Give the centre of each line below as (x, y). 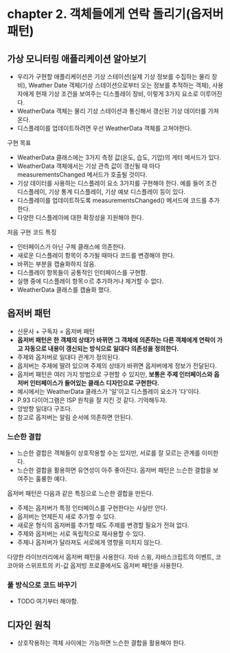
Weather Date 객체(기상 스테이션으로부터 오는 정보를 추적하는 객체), (119, 85)
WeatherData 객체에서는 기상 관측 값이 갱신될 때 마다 (89, 166)
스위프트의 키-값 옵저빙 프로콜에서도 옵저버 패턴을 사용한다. (104, 566)
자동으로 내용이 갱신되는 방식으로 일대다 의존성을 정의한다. (101, 348)
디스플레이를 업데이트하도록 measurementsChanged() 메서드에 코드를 (112, 200)
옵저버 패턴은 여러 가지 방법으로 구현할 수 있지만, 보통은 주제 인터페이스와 (115, 374)
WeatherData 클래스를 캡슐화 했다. (64, 290)
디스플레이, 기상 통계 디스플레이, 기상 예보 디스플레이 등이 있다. (101, 192)
